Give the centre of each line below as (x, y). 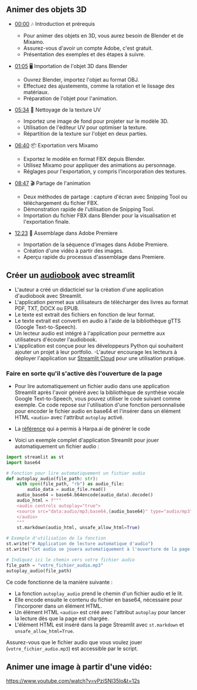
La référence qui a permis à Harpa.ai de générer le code (82, 429)
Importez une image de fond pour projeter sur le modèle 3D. (96, 121)
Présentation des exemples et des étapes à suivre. (84, 54)
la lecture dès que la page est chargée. (62, 618)
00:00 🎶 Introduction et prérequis (55, 23)
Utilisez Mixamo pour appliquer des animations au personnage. (100, 165)
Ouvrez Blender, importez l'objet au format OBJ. (81, 79)
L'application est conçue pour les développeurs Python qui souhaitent (99, 345)
